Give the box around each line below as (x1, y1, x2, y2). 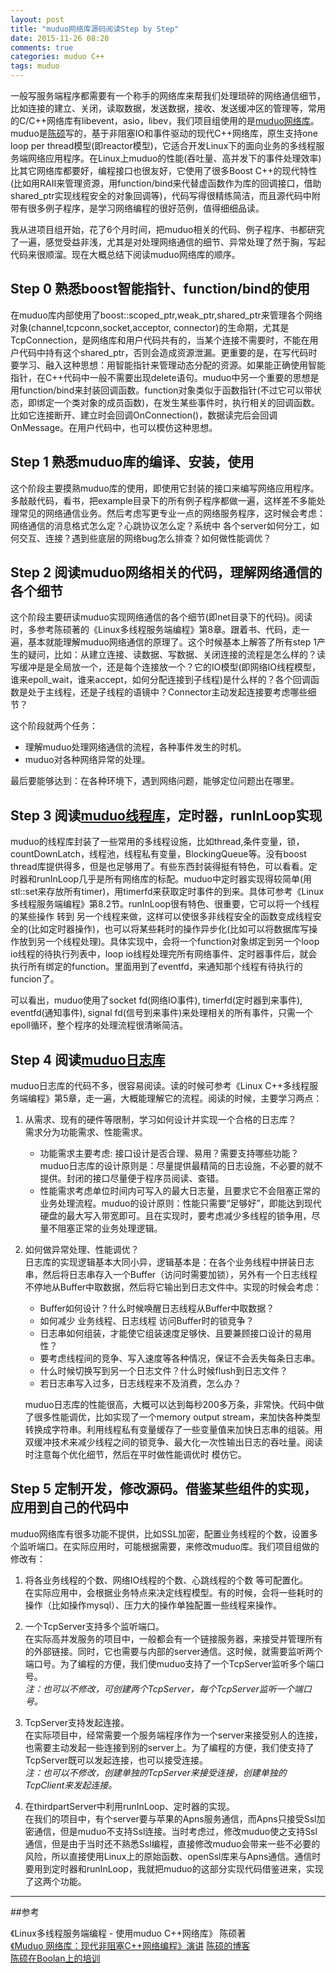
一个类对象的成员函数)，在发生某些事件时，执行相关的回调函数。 (53, 396, 321, 408)
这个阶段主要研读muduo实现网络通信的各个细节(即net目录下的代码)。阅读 (10, 611, 313, 623)
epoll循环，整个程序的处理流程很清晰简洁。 (10, 1019, 188, 1031)
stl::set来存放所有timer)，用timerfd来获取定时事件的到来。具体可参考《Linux (10, 886, 325, 898)
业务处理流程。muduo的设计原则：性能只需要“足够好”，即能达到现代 (39, 1197, 322, 1210)
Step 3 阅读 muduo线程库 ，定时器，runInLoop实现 (10, 807, 323, 824)
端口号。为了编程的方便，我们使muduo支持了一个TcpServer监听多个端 (24, 1657, 316, 1670)
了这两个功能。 (24, 1875, 87, 1887)
